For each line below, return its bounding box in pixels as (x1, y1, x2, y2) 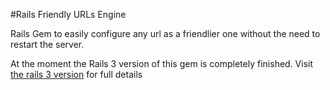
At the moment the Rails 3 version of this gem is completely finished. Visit (10, 58, 314, 69)
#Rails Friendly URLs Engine (10, 9, 127, 20)
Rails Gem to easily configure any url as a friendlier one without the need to (10, 28, 321, 39)
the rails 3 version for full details (10, 69, 143, 80)
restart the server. (10, 39, 85, 50)
